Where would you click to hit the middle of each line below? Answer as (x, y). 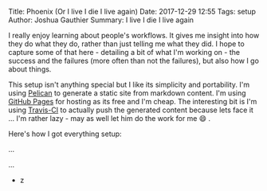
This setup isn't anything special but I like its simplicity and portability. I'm (129, 84)
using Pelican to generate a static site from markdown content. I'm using (127, 93)
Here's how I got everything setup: (65, 134)
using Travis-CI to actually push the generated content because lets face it (131, 110)
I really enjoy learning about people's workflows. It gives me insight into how (134, 35)
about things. (30, 69)
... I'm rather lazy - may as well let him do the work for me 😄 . (110, 118)
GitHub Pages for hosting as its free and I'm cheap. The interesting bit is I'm (133, 101)
